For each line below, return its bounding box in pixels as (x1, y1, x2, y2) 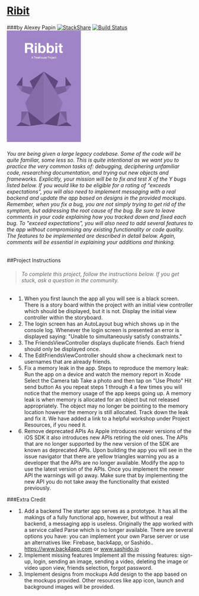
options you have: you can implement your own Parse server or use (24, 533, 190, 540)
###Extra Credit (7, 496, 46, 503)
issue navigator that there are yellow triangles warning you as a (24, 453, 179, 460)
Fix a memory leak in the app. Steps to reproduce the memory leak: (24, 364, 189, 372)
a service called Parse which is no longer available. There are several (24, 526, 193, 534)
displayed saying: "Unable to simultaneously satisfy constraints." (24, 333, 182, 340)
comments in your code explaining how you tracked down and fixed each (7, 213, 187, 220)
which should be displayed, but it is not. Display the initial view (24, 308, 177, 315)
